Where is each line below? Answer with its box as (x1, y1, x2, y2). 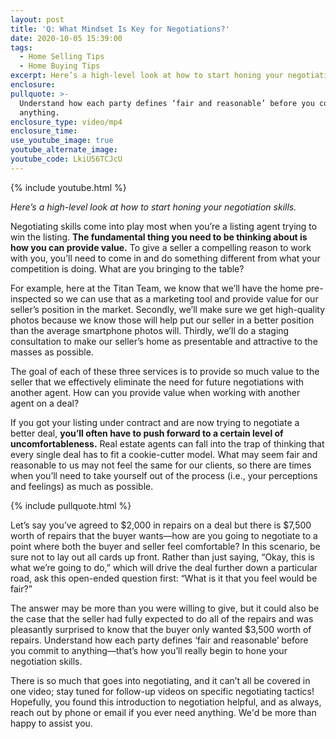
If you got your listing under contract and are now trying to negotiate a (10, 416, 300, 428)
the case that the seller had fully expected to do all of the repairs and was (10, 612, 314, 625)
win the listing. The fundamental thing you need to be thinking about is (10, 231, 308, 243)
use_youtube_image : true (10, 136, 114, 146)
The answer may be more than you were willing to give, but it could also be (10, 602, 320, 614)
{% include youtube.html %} (10, 181, 127, 193)
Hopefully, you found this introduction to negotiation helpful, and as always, (10, 696, 322, 708)
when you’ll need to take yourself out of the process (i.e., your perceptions (10, 469, 318, 481)
